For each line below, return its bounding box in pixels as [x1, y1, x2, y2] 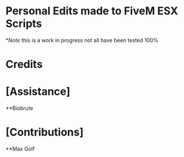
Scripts [5, 17, 42, 30]
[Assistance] [5, 85, 71, 98]
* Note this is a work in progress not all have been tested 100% [5, 36, 159, 44]
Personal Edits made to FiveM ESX [5, 4, 179, 18]
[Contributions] [5, 125, 84, 139]
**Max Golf [5, 145, 35, 152]
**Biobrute [5, 104, 33, 112]
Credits [5, 58, 43, 71]
